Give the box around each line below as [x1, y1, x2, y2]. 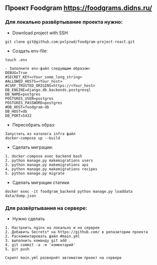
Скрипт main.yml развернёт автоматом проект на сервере [5, 255, 122, 260]
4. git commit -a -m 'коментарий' [5, 242, 76, 247]
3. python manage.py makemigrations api [5, 162, 89, 167]
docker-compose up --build [5, 135, 60, 140]
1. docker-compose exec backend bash [5, 154, 82, 159]
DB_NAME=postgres [5, 92, 41, 97]
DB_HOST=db [5, 109, 27, 114]
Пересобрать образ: [12, 122, 55, 128]
